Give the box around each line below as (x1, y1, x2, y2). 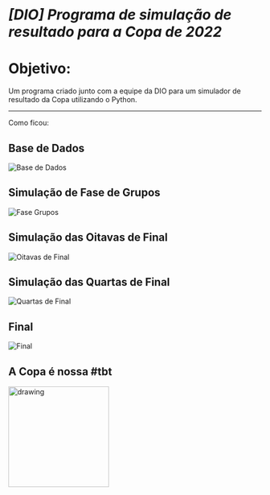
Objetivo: (8, 60, 72, 78)
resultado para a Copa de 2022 (8, 23, 223, 41)
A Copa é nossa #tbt (8, 365, 112, 378)
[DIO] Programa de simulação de (8, 6, 232, 24)
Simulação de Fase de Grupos (8, 186, 161, 200)
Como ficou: (8, 118, 50, 128)
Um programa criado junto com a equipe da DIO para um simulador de (8, 86, 241, 96)
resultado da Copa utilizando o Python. (8, 95, 138, 105)
